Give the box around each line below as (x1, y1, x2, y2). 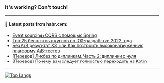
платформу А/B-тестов (12, 48, 60, 54)
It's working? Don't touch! (5, 4, 68, 11)
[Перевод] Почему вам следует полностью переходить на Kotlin (12, 58, 147, 64)
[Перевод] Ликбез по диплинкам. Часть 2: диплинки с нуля (12, 53, 137, 59)
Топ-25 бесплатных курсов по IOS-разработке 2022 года (12, 37, 132, 43)
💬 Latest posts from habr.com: (5, 21, 68, 27)
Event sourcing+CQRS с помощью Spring (12, 32, 97, 38)
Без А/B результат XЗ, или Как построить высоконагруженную (12, 42, 144, 48)
